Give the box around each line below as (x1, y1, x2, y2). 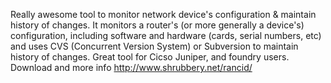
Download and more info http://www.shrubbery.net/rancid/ (10, 62, 253, 73)
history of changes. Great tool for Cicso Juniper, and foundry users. (10, 51, 290, 63)
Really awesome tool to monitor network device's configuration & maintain (10, 9, 317, 20)
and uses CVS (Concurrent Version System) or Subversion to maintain (10, 40, 299, 52)
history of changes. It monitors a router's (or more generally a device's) (10, 19, 305, 31)
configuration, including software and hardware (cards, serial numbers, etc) (10, 30, 322, 41)
